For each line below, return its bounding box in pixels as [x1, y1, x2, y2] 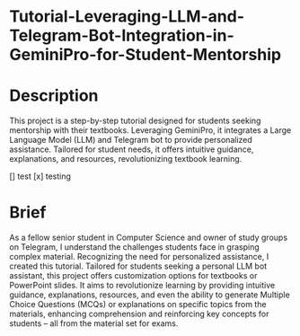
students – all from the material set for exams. [9, 318, 179, 329]
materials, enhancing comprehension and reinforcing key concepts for [9, 308, 269, 320]
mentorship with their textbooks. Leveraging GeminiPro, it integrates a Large [9, 125, 292, 136]
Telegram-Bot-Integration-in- [9, 25, 235, 46]
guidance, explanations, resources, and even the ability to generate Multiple [9, 289, 290, 300]
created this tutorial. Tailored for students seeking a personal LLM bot [9, 261, 268, 271]
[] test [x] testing [9, 171, 72, 181]
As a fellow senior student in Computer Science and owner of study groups [9, 232, 288, 243]
